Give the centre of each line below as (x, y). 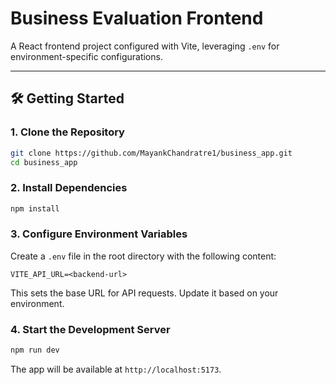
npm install (35, 208)
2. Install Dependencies (69, 188)
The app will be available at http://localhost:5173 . (116, 369)
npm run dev (35, 350)
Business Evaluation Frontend (137, 18)
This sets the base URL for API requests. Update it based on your (144, 293)
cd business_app (44, 162)
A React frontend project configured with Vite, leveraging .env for (145, 46)
